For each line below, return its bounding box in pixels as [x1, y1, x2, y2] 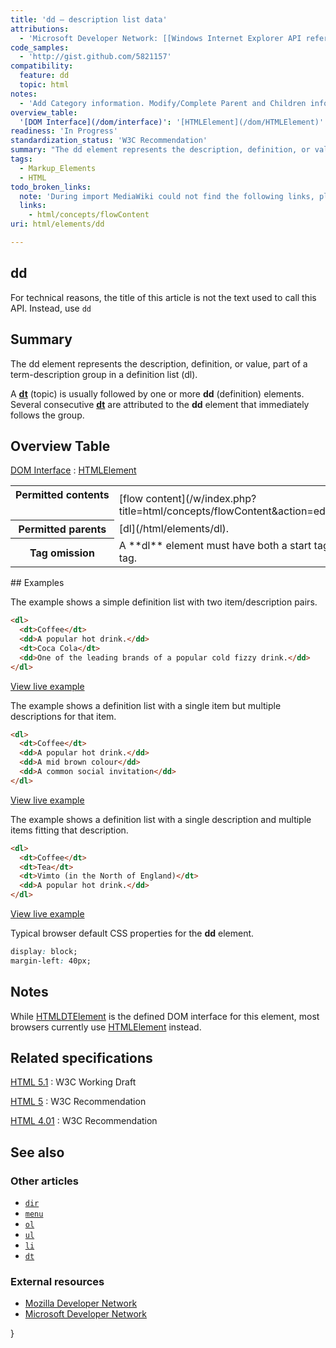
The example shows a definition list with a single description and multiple [10, 813, 312, 825]
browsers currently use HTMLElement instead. [10, 1021, 202, 1033]
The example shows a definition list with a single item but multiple [10, 699, 282, 711]
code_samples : [10, 42, 70, 53]
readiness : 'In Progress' [10, 126, 118, 136]
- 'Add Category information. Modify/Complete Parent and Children [19, 98, 307, 108]
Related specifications [10, 1050, 153, 1067]
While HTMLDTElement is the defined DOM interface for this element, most [10, 1010, 320, 1022]
